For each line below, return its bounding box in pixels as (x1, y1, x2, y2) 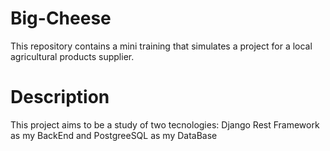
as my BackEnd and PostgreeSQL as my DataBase (10, 129, 218, 141)
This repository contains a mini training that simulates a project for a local (10, 40, 313, 52)
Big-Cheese (10, 7, 112, 30)
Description (10, 86, 110, 109)
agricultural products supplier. (10, 50, 135, 62)
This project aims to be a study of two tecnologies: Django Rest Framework (10, 118, 320, 131)
